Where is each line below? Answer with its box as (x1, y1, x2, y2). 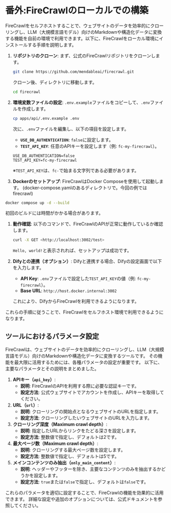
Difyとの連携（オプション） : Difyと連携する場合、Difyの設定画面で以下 (12, 258, 162, 264)
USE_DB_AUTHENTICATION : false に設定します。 (20, 137, 114, 143)
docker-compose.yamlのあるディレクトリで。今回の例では (24, 185, 148, 191)
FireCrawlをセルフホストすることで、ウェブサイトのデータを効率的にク (5, 23, 155, 29)
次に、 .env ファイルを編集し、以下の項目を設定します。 (12, 126, 129, 132)
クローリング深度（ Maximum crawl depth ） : (12, 421, 108, 428)
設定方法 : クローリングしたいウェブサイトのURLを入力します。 (20, 415, 152, 421)
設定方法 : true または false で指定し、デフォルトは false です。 (20, 479, 149, 485)
